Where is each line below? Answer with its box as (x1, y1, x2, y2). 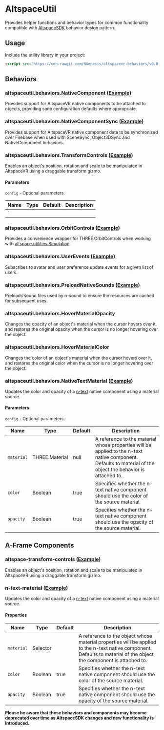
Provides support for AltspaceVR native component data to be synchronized (5, 129, 158, 135)
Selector (32, 645, 52, 652)
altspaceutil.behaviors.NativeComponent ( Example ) (5, 89, 132, 96)
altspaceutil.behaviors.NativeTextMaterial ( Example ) (5, 377, 133, 384)
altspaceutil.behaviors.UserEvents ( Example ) (5, 253, 116, 260)
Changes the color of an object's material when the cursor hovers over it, (5, 355, 152, 361)
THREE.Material (32, 454, 68, 461)
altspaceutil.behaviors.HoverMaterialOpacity (5, 310, 116, 317)
